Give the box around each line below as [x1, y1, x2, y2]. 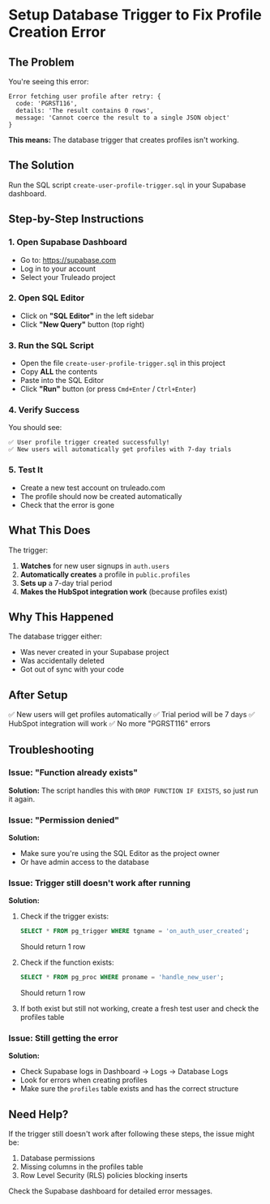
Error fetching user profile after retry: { [8, 92, 161, 101]
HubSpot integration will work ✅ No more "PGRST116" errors [8, 719, 211, 729]
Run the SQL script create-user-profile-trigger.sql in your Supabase [8, 180, 246, 190]
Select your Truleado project [19, 272, 116, 282]
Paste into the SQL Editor [19, 376, 104, 385]
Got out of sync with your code [19, 664, 124, 674]
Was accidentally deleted [19, 656, 105, 666]
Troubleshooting [8, 742, 95, 756]
